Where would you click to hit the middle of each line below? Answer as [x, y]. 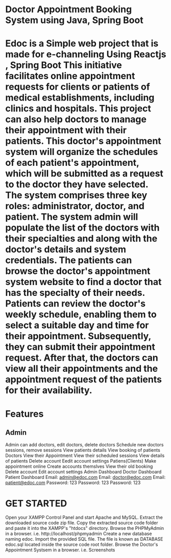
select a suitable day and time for [77, 325]
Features [25, 414]
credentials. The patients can [69, 260]
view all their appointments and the [82, 369]
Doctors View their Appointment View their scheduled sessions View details [85, 455]
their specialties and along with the [81, 239]
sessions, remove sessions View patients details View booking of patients [83, 450]
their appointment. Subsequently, [78, 336]
